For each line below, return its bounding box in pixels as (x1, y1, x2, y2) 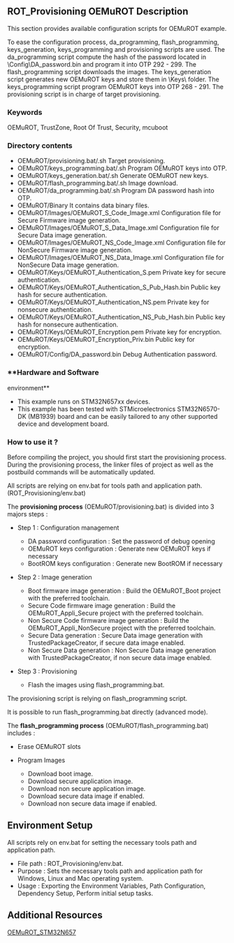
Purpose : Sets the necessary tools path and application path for (17, 867, 203, 875)
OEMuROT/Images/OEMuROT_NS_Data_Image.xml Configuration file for (17, 254, 225, 262)
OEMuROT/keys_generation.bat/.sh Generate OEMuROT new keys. (17, 172, 209, 180)
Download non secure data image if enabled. (27, 799, 157, 808)
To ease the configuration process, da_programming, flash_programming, (7, 38, 219, 46)
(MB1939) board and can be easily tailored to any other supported (27, 412, 218, 420)
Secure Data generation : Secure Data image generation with (27, 631, 203, 640)
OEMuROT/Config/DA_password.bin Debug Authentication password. (17, 350, 218, 359)
